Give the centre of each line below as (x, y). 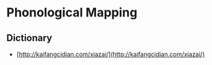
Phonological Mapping (72, 13)
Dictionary (30, 38)
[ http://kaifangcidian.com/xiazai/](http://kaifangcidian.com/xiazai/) (110, 54)
